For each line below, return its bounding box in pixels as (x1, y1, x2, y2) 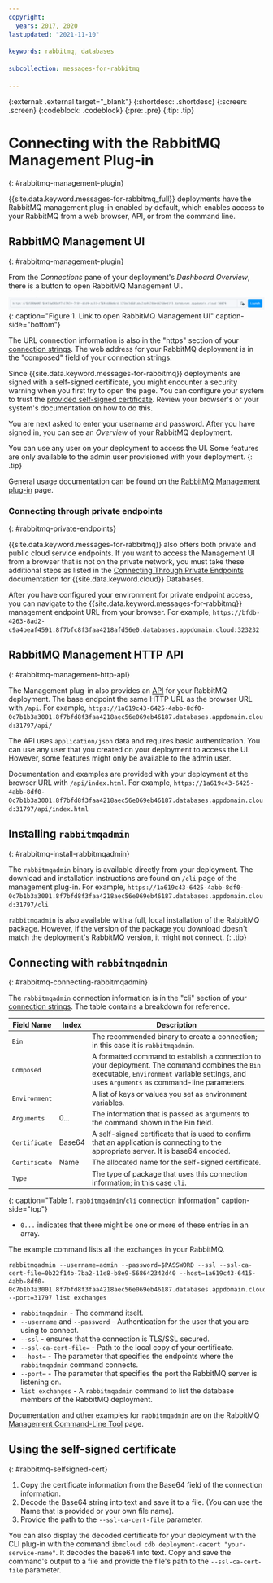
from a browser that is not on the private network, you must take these (8, 556, 245, 566)
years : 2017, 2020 (15, 21, 79, 30)
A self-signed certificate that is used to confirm (92, 1129, 252, 1139)
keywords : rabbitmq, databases (8, 47, 115, 56)
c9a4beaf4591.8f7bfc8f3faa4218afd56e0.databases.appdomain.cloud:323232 (8, 625, 260, 634)
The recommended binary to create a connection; (92, 1032, 258, 1041)
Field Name (12, 1020, 52, 1029)
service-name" (8, 1549, 57, 1557)
